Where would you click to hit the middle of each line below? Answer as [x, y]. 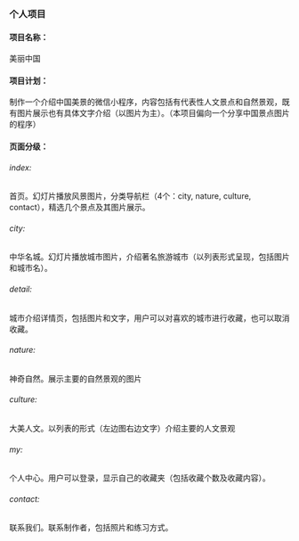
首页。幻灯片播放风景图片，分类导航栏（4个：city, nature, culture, [130, 196]
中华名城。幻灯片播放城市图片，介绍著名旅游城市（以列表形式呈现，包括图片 [149, 257]
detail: [21, 289]
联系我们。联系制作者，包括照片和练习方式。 [91, 528]
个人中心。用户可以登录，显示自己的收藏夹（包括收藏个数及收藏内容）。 [140, 478]
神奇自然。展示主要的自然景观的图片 [76, 378]
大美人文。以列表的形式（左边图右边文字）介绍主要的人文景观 [122, 428]
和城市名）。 [31, 268]
